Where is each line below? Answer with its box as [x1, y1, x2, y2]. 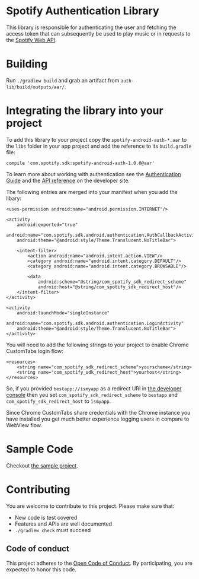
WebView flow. [6, 421, 43, 428]
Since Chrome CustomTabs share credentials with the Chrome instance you [6, 409, 191, 416]
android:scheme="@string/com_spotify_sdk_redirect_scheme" [37, 279, 187, 285]
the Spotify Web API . [6, 36, 57, 43]
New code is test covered [14, 514, 78, 521]
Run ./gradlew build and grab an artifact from [6, 77, 120, 84]
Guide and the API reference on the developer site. [6, 177, 130, 184]
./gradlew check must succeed [14, 526, 91, 533]
